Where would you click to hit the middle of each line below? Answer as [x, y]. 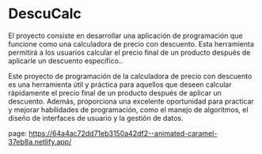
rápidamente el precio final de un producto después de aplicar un [115, 92]
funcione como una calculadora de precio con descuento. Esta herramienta [131, 43]
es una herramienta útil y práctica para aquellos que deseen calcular [120, 85]
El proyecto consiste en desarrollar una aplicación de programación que [125, 36]
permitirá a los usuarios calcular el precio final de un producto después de [129, 52]
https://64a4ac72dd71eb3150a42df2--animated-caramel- [123, 133]
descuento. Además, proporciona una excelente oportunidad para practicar [131, 101]
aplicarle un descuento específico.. [65, 61]
